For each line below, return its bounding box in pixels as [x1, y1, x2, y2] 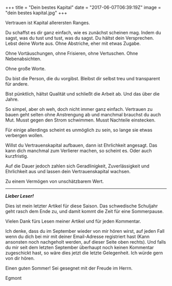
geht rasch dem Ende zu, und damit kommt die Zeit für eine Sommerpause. [5, 208, 164, 214]
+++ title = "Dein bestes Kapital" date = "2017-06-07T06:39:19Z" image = [5, 5, 161, 10]
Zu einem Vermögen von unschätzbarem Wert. [5, 178, 104, 184]
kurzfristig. [5, 153, 28, 159]
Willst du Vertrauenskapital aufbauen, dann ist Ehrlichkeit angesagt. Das [5, 142, 158, 148]
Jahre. [5, 97, 19, 102]
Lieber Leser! [5, 193, 34, 199]
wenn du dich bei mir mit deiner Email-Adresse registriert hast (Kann [5, 233, 150, 240]
